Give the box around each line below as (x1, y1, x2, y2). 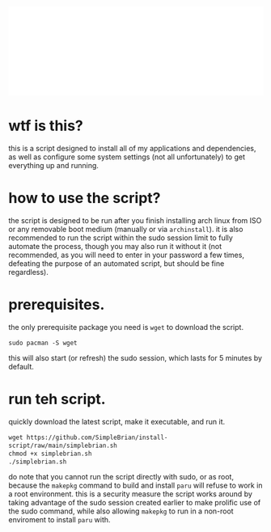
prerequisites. (8, 296, 105, 314)
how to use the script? (8, 189, 161, 208)
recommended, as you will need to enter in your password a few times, (8, 250, 245, 260)
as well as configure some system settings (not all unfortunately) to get (8, 152, 245, 162)
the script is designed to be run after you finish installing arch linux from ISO (8, 216, 262, 226)
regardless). (8, 268, 49, 277)
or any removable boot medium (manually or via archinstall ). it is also (8, 225, 243, 234)
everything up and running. (8, 161, 100, 171)
